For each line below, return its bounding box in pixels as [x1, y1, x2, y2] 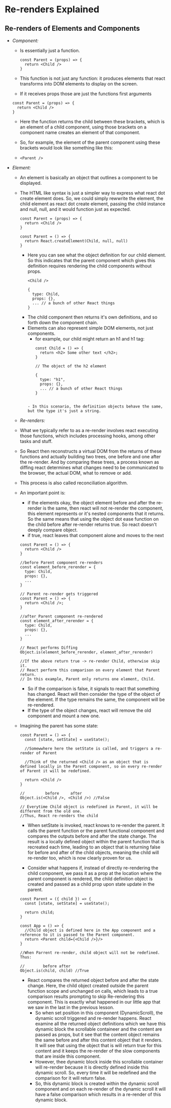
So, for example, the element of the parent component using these [19, 139, 161, 145]
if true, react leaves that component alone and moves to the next [27, 532, 164, 538]
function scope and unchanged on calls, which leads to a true [27, 988, 158, 994]
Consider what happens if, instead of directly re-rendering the [27, 865, 159, 871]
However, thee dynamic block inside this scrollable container [35, 1059, 163, 1064]
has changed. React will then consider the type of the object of [27, 691, 161, 697]
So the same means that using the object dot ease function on [27, 516, 159, 522]
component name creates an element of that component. [19, 130, 140, 135]
